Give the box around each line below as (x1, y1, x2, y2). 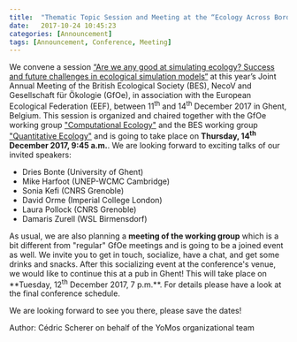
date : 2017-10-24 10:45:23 (9, 21, 117, 30)
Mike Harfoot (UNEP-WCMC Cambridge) (21, 176, 171, 186)
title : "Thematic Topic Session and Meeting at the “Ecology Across (9, 12, 271, 22)
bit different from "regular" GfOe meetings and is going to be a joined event (9, 239, 284, 250)
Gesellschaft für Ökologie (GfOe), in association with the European (9, 90, 252, 101)
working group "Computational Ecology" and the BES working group (9, 119, 258, 130)
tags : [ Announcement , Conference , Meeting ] (9, 37, 172, 47)
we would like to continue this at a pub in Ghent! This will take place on (9, 268, 267, 278)
